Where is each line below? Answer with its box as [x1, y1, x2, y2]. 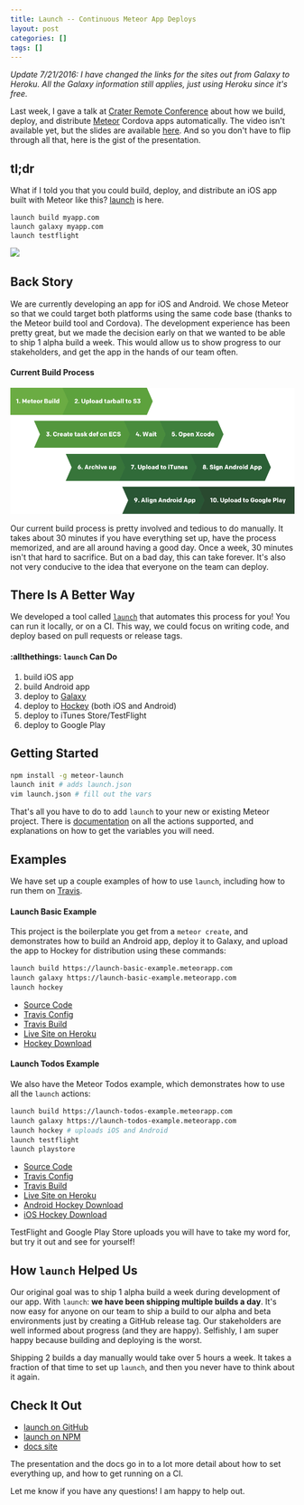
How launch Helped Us [10, 1263, 138, 1278]
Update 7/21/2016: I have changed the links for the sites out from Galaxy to [10, 69, 290, 80]
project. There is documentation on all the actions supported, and [10, 816, 253, 827]
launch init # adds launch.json [10, 781, 132, 790]
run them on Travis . [10, 885, 83, 895]
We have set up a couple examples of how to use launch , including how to [10, 876, 285, 886]
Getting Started [10, 746, 99, 762]
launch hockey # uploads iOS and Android [10, 1126, 169, 1135]
